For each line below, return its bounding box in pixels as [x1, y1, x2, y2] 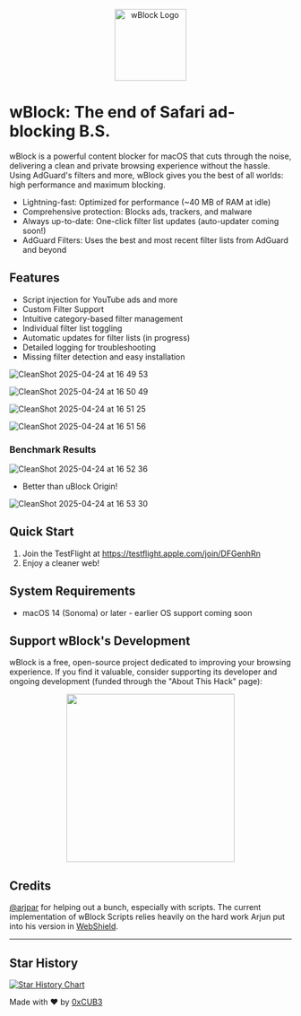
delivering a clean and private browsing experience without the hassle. [9, 160, 271, 170]
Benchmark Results [9, 443, 97, 456]
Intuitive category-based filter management [21, 313, 184, 324]
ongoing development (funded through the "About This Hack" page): [9, 676, 262, 687]
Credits [9, 878, 52, 893]
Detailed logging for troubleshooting [21, 342, 157, 352]
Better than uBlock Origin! [21, 481, 118, 492]
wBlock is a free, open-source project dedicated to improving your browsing [9, 657, 291, 668]
